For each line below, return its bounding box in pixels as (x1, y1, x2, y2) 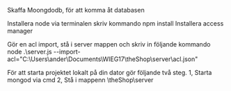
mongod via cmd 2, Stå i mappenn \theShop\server (7, 76, 154, 84)
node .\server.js (7, 48, 52, 56)
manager (7, 27, 33, 35)
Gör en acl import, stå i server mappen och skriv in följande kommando (7, 40, 211, 48)
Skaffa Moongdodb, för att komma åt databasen (7, 6, 145, 14)
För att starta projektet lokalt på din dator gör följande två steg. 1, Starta (7, 69, 212, 76)
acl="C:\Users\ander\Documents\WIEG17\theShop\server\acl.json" (7, 55, 198, 63)
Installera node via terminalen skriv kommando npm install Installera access (7, 19, 224, 27)
